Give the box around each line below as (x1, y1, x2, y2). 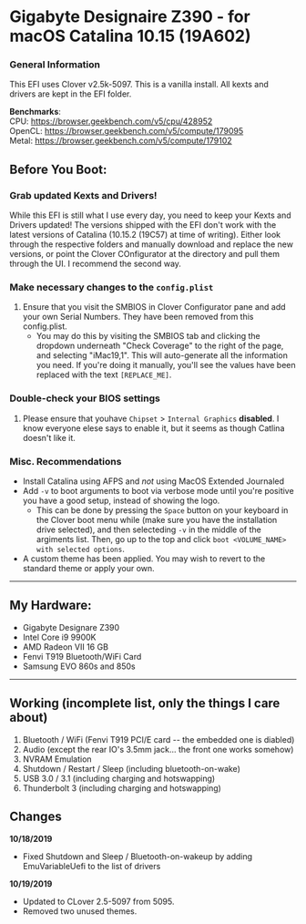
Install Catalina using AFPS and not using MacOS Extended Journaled (22, 476, 285, 487)
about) (9, 710, 48, 725)
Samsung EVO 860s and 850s (22, 661, 136, 672)
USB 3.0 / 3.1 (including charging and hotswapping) (22, 773, 216, 784)
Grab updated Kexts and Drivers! (9, 189, 158, 201)
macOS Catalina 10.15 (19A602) (9, 26, 251, 46)
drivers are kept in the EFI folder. (9, 88, 132, 99)
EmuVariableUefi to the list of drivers (22, 860, 161, 871)
